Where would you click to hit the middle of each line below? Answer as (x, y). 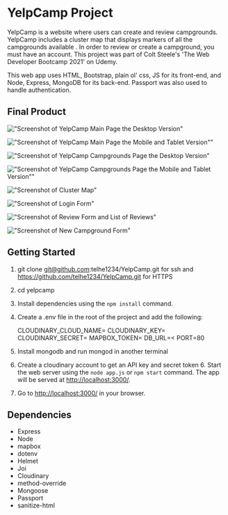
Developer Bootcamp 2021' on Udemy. (63, 61)
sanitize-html (36, 505)
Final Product (36, 112)
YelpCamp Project (60, 13)
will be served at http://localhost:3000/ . (74, 379)
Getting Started (41, 252)
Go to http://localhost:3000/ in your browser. (81, 393)
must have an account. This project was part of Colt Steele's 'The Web (108, 54)
